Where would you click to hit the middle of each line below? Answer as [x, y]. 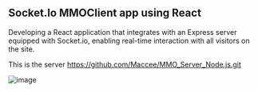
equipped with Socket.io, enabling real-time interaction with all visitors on [129, 40]
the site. [22, 49]
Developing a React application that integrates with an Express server [123, 32]
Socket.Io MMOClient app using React [105, 13]
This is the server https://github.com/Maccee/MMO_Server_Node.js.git [125, 64]
